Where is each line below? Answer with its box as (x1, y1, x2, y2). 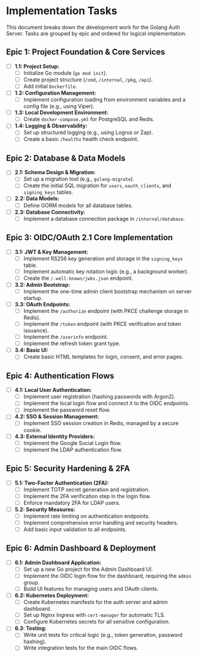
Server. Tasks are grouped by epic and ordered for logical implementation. (6, 30, 187, 37)
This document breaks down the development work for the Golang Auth (6, 24, 181, 31)
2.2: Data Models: (14, 195, 60, 202)
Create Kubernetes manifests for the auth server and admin (23, 599, 168, 606)
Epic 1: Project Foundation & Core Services (6, 47, 166, 57)
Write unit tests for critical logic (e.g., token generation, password (23, 632, 183, 639)
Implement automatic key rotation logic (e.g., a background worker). (23, 267, 189, 275)
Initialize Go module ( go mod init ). (23, 69, 108, 76)
